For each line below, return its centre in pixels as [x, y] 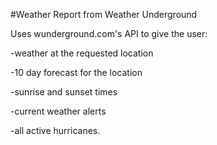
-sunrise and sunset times [64, 92]
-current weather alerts [58, 111]
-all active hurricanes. [55, 130]
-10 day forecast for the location [76, 72]
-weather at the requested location [82, 53]
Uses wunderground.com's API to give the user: [109, 33]
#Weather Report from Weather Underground [104, 14]
